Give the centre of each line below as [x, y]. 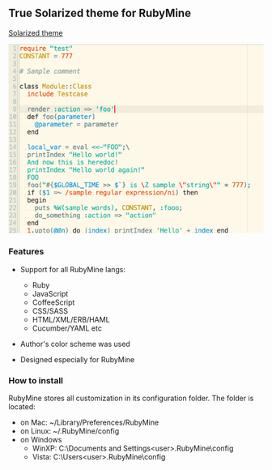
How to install [36, 380]
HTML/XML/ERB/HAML [71, 319]
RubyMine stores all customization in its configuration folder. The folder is [131, 398]
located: [22, 406]
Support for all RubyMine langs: [73, 269]
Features [26, 252]
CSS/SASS [50, 310]
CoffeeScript [53, 302]
